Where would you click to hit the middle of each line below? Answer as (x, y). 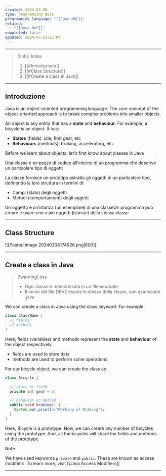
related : (14, 24)
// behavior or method (33, 400)
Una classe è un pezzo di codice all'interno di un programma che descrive (81, 163)
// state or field (29, 387)
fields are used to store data (41, 354)
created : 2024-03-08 (26, 10)
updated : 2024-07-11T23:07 (33, 38)
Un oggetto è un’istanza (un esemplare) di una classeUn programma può (79, 207)
